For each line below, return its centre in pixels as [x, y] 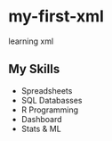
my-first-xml [56, 17]
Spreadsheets [47, 90]
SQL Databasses [52, 100]
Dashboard [42, 119]
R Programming [50, 110]
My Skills [34, 69]
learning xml [31, 41]
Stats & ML [41, 129]
